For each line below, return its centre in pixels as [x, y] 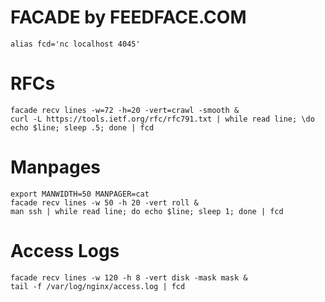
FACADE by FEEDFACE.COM [128, 17]
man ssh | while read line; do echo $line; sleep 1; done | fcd [147, 211]
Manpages [56, 167]
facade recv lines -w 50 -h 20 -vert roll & [104, 202]
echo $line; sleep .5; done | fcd [82, 127]
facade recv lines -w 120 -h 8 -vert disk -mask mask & [129, 277]
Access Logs [65, 251]
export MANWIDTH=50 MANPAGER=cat [80, 194]
